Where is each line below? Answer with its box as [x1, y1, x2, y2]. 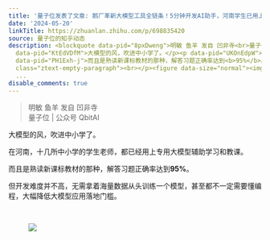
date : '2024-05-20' [8, 19, 74, 27]
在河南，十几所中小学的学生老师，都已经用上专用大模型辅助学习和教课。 [8, 147, 247, 156]
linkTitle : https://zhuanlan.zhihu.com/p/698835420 [8, 27, 185, 35]
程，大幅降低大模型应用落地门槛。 [8, 191, 121, 201]
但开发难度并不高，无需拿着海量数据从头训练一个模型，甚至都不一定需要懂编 [8, 180, 262, 190]
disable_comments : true [8, 79, 88, 87]
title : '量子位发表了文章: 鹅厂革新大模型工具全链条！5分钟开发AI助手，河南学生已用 [8, 11, 259, 20]
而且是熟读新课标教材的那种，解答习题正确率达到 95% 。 [8, 163, 194, 173]
